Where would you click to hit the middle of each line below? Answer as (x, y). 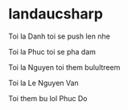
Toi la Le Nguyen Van (43, 83)
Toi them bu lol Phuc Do (48, 98)
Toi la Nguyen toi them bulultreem (64, 67)
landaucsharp (56, 14)
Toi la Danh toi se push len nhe (59, 36)
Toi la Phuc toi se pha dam (52, 51)
